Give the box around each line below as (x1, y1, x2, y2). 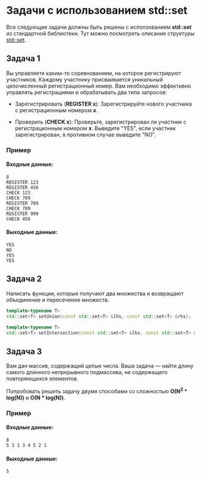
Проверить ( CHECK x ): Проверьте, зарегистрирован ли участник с (14, 118, 187, 125)
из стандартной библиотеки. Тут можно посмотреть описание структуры (6, 29, 195, 37)
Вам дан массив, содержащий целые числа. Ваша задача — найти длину (6, 362, 194, 369)
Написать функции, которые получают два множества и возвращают (6, 290, 184, 297)
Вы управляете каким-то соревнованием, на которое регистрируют (6, 70, 181, 77)
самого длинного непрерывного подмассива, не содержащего (6, 369, 167, 376)
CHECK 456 (6, 216, 31, 222)
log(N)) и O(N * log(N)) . (6, 394, 66, 401)
